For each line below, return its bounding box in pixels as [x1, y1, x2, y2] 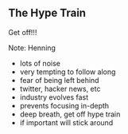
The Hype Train [8, 6, 86, 20]
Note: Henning [8, 43, 56, 53]
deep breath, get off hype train [19, 109, 121, 119]
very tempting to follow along [19, 67, 116, 77]
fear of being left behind [19, 75, 99, 85]
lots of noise [19, 58, 61, 68]
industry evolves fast [19, 92, 89, 102]
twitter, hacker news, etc [19, 84, 101, 93]
